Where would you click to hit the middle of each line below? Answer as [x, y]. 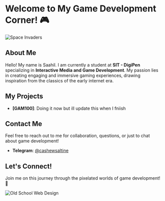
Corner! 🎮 [27, 20]
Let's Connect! [29, 166]
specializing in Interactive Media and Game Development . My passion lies [82, 70]
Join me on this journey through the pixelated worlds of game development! [83, 178]
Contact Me [24, 124]
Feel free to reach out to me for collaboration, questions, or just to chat [78, 136]
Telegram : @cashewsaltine [40, 151]
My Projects [24, 97]
